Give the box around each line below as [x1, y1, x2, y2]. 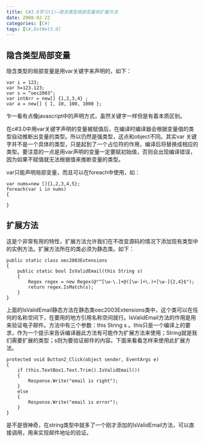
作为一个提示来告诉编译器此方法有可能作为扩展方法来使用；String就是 [16, 329, 192, 336]
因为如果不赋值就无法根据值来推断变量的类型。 [6, 156, 124, 163]
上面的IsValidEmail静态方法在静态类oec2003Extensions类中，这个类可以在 [6, 306, 193, 313]
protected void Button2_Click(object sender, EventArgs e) [6, 356, 160, 363]
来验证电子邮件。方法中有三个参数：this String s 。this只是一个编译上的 [6, 321, 186, 329]
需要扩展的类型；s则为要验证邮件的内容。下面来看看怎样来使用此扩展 [11, 337, 186, 344]
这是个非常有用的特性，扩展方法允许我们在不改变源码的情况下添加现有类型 [6, 237, 193, 244]
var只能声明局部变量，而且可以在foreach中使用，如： [6, 169, 141, 176]
